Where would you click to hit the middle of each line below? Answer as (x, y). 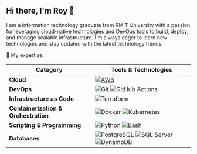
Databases (24, 138)
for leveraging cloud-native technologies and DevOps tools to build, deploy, (97, 31)
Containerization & (36, 108)
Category (49, 69)
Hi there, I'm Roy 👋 (40, 11)
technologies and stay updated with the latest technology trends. (84, 43)
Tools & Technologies (142, 69)
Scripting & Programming (45, 125)
